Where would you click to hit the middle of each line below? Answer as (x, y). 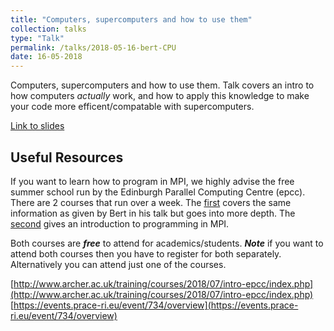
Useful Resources (67, 157)
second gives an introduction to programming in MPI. (120, 223)
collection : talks (48, 29)
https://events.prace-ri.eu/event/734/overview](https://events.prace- (156, 305)
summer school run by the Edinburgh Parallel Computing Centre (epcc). (158, 192)
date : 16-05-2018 (46, 57)
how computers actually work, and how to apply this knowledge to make (160, 96)
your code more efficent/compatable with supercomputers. (132, 107)
